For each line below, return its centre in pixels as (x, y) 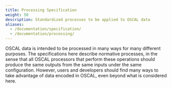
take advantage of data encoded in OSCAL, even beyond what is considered (86, 75)
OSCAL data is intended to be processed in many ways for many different (83, 48)
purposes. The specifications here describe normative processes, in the (81, 54)
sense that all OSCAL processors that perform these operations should (80, 59)
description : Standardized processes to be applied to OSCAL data (78, 19)
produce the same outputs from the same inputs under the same (74, 65)
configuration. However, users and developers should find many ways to (82, 70)
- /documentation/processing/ (42, 34)
